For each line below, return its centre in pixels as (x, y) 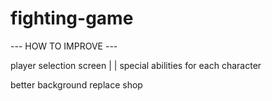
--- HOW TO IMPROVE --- (64, 46)
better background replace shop (76, 84)
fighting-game (72, 18)
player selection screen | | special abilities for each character (136, 65)
